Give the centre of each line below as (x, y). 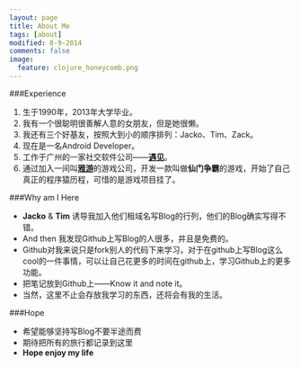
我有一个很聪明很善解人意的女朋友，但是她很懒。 (113, 123)
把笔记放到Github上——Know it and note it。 (105, 283)
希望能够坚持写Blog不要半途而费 (82, 331)
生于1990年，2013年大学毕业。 (79, 112)
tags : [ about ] (36, 34)
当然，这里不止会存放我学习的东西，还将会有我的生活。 (124, 294)
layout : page (34, 18)
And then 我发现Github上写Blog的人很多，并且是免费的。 (128, 238)
